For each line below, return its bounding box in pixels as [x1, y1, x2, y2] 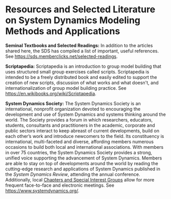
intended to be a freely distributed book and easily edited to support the [5, 74, 157, 80]
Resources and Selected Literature [5, 4, 156, 15]
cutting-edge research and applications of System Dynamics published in [5, 166, 160, 172]
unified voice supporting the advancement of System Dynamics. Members [5, 155, 162, 161]
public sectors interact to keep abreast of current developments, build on [5, 127, 160, 134]
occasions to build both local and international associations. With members [5, 144, 164, 150]
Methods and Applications [5, 26, 120, 37]
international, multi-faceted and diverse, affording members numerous [5, 138, 154, 145]
